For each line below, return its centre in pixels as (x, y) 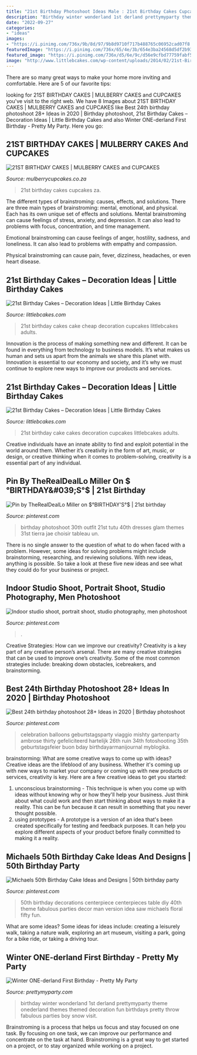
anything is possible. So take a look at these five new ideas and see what (94, 564)
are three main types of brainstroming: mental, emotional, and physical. (92, 208)
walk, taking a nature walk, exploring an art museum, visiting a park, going (96, 933)
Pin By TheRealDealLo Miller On (65, 481)
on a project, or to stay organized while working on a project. (80, 1046)
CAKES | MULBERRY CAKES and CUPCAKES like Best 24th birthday (88, 107)
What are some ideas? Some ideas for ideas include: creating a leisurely (93, 927)
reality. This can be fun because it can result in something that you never (103, 807)
